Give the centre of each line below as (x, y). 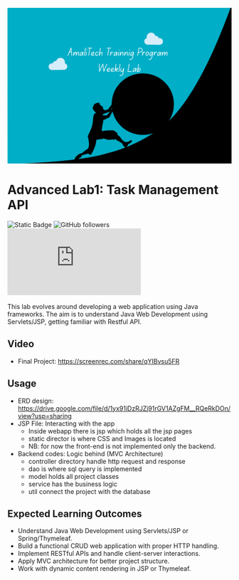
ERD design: (36, 401)
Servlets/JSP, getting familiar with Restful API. (75, 322)
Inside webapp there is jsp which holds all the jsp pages (110, 431)
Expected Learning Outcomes (75, 513)
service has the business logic (73, 484)
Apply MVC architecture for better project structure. (94, 561)
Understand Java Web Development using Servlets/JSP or (103, 531)
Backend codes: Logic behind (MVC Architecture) (90, 453)
